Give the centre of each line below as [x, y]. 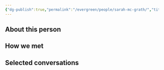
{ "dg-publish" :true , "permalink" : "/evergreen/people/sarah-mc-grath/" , [78, 10]
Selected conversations [42, 62]
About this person [33, 30]
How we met [24, 46]
